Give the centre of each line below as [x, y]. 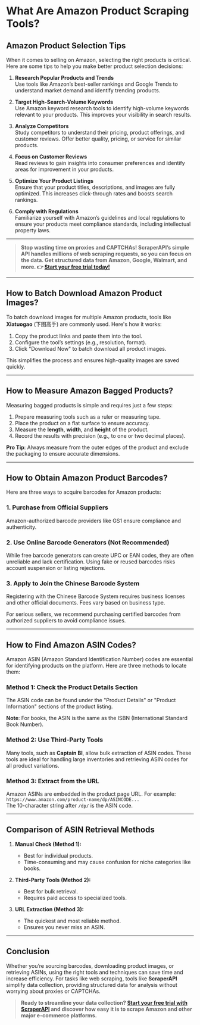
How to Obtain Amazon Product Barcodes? [87, 478]
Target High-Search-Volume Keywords [64, 102]
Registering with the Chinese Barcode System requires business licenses [96, 596]
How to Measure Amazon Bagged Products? [90, 391]
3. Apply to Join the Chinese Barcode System [73, 583]
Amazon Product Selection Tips [66, 46]
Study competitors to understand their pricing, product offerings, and [100, 133]
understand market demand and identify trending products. [87, 90]
